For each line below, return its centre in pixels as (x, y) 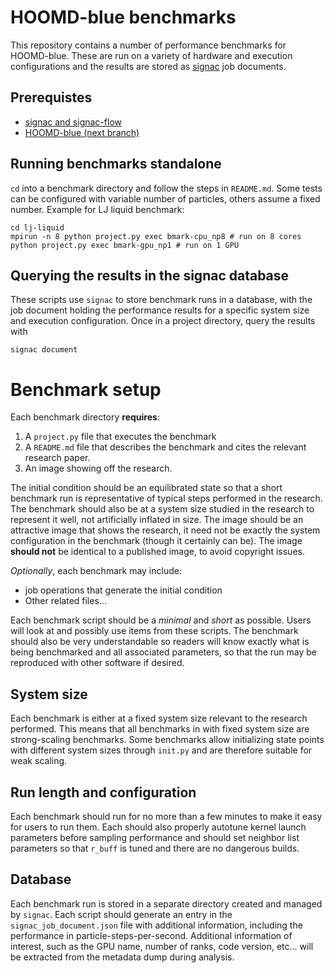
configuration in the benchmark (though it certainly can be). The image (156, 541)
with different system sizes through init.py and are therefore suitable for (161, 750)
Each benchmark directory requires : (85, 417)
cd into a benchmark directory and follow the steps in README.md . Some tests (166, 188)
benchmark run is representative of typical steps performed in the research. (166, 498)
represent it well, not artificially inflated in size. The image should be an (157, 520)
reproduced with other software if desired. (97, 663)
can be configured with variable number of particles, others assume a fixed (165, 198)
